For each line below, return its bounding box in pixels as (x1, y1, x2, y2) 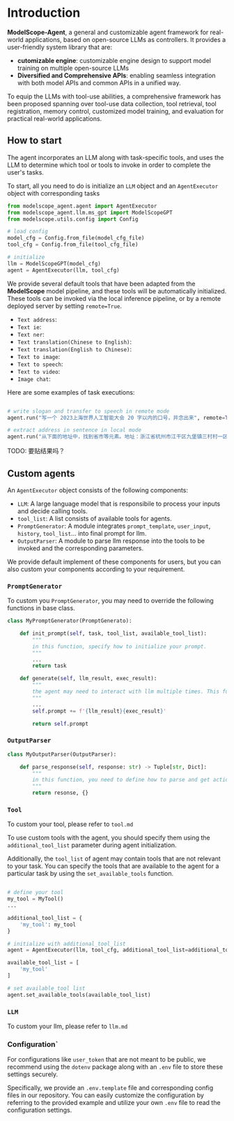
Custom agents (7, 467, 75, 479)
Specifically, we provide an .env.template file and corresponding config (7, 1084, 214, 1092)
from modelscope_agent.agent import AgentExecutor (7, 203, 157, 210)
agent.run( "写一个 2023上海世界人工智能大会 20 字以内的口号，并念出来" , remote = (7, 414, 226, 421)
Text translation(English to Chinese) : (17, 344, 132, 353)
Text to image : (17, 352, 61, 360)
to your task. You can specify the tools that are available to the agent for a (7, 862, 219, 870)
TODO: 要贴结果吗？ (7, 447, 65, 455)
